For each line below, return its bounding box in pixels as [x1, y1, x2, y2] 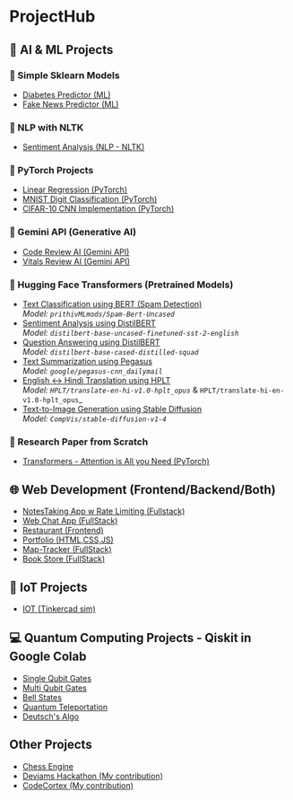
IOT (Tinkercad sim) [22, 603, 96, 614]
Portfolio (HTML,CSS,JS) [22, 534, 114, 545]
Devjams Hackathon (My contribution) [22, 770, 164, 781]
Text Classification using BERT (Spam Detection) [22, 299, 203, 310]
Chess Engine [22, 760, 74, 771]
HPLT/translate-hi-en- [200, 386, 285, 396]
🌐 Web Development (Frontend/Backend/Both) [9, 482, 276, 497]
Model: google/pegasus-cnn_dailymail [22, 365, 163, 376]
